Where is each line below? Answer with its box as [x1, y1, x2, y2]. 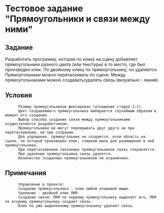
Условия [5, 91, 32, 99]
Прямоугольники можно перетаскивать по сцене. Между [5, 72, 126, 77]
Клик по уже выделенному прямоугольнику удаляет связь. [18, 203, 135, 208]
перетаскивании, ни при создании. [5, 130, 76, 135]
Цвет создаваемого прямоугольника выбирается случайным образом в [18, 108, 157, 113]
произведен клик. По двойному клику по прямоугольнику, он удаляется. [5, 67, 158, 72]
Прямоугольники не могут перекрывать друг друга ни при [18, 125, 135, 130]
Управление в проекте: [18, 182, 65, 187]
